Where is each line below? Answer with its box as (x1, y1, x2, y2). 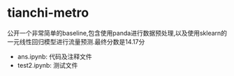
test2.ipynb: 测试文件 (17, 61, 78, 69)
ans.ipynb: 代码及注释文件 (17, 52, 92, 61)
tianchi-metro (7, 5, 89, 21)
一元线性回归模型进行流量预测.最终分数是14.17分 (7, 37, 145, 46)
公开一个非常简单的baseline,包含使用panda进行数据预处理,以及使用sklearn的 (7, 29, 228, 37)
